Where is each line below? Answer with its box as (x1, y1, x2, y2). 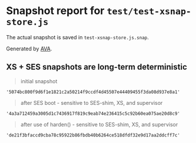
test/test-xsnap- (107, 6, 191, 17)
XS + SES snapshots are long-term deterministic (6, 62, 187, 72)
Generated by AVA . (6, 45, 52, 52)
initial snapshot (20, 77, 58, 84)
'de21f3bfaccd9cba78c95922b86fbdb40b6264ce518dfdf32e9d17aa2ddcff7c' (6, 132, 181, 138)
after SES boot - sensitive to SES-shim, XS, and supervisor (20, 99, 163, 106)
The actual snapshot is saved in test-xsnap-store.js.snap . (6, 33, 149, 40)
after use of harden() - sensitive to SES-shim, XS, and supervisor (20, 121, 178, 128)
